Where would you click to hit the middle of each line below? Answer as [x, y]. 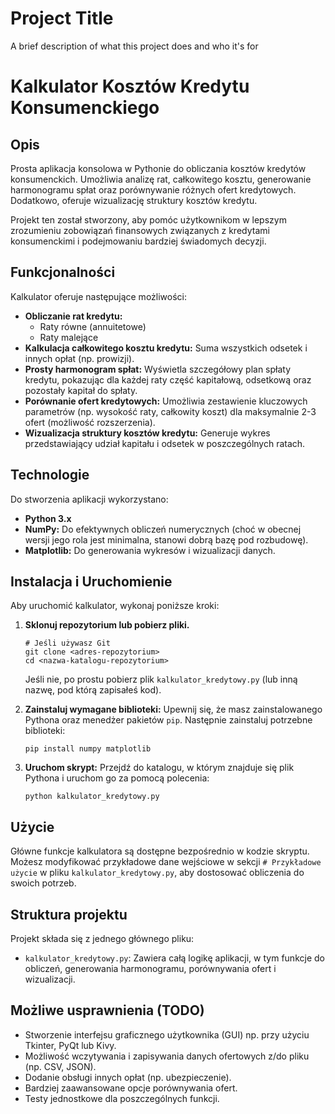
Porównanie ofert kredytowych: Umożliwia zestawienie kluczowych [166, 401]
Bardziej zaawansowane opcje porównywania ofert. [131, 1088]
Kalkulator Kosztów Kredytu [130, 86]
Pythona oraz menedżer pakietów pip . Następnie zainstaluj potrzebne [168, 720]
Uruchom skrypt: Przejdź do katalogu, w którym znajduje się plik [159, 768]
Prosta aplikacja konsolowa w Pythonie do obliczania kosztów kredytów [158, 168]
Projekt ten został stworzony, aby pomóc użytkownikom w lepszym [148, 219]
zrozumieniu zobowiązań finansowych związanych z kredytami [140, 230]
